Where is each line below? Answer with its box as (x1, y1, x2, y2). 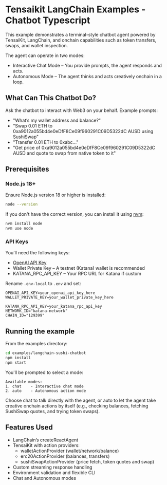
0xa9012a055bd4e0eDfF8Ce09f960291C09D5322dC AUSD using (12, 128, 154, 134)
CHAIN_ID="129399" (5, 313, 45, 318)
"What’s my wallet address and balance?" (12, 117, 101, 123)
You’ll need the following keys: (5, 250, 70, 256)
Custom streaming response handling (12, 464, 92, 470)
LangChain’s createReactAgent (12, 437, 79, 443)
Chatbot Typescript (5, 14, 90, 26)
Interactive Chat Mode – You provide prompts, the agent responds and (12, 62, 162, 68)
